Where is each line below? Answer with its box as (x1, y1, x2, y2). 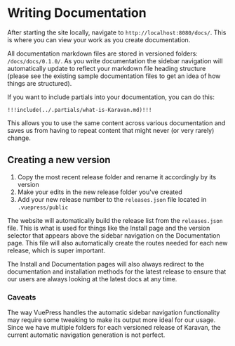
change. (7, 134, 32, 142)
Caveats (7, 292, 36, 302)
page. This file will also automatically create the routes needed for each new (7, 238, 228, 247)
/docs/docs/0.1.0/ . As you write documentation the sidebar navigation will (7, 56, 223, 65)
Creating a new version (7, 154, 111, 166)
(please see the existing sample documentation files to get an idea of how (7, 72, 221, 80)
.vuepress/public (17, 204, 69, 211)
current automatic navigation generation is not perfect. (7, 331, 166, 339)
